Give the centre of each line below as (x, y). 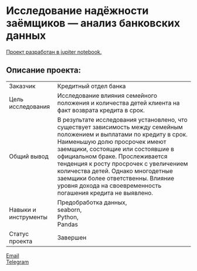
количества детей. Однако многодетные (115, 171)
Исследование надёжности (77, 11)
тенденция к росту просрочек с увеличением (123, 163)
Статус (19, 234)
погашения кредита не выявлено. (105, 193)
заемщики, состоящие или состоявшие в (116, 149)
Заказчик (22, 86)
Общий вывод (29, 156)
